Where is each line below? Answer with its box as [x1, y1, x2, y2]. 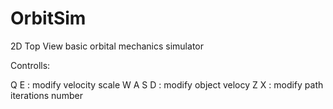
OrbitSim [10, 7, 87, 30]
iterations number [10, 89, 83, 101]
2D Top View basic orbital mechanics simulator [10, 40, 204, 52]
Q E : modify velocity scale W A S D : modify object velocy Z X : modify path [10, 78, 324, 91]
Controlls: [10, 59, 51, 71]
